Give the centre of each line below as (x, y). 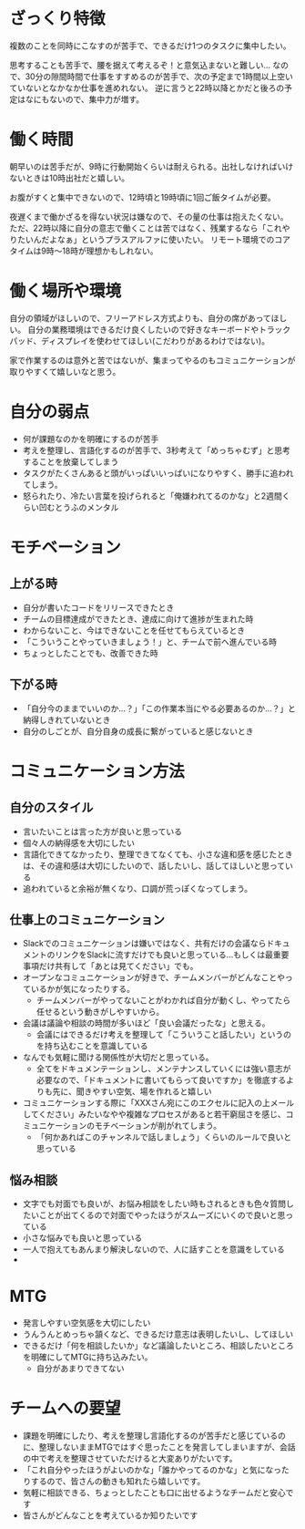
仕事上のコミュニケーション (87, 919)
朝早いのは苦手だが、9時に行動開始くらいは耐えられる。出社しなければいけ (152, 166)
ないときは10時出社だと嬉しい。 (70, 178)
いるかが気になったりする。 (82, 989)
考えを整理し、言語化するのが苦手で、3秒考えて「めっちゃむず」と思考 (157, 450)
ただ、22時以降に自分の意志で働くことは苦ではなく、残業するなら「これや (150, 228)
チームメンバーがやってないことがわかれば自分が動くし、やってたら (163, 1000)
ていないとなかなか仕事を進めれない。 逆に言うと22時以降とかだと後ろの (147, 88)
